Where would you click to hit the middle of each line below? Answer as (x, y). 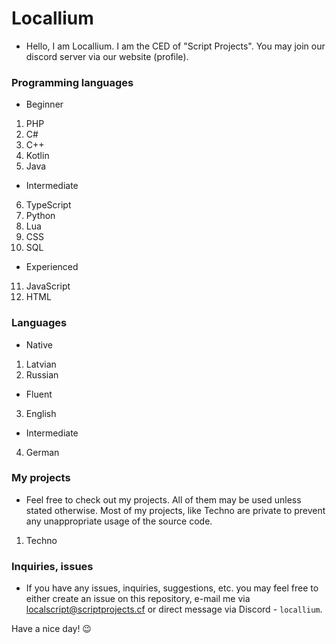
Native (39, 344)
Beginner (44, 104)
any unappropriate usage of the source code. (119, 521)
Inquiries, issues (52, 566)
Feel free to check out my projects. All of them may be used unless (163, 499)
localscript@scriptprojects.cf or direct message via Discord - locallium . (174, 609)
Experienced (52, 267)
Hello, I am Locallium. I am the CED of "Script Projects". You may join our (175, 46)
